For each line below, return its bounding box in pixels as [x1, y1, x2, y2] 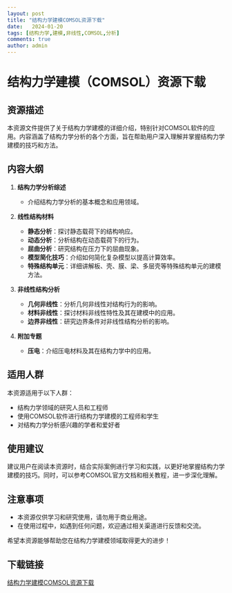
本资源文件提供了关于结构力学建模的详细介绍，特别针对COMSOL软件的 [7, 124, 209, 132]
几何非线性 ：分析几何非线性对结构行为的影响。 [27, 299, 161, 308]
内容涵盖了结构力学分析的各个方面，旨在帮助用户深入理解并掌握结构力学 [19, 132, 225, 141]
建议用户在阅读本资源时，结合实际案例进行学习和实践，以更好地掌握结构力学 [7, 462, 225, 471]
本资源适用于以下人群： [7, 389, 74, 397]
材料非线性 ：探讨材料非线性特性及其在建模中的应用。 [27, 308, 180, 317]
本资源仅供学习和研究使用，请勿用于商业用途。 [17, 513, 151, 522]
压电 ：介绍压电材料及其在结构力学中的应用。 [27, 346, 155, 355]
